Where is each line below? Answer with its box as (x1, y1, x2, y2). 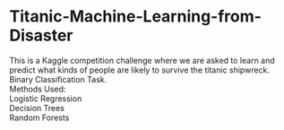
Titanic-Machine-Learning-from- (9, 6, 262, 27)
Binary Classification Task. (9, 74, 108, 84)
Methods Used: (9, 83, 66, 94)
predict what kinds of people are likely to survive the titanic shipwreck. (9, 65, 271, 75)
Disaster (9, 25, 73, 46)
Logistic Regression (9, 92, 82, 104)
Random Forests (9, 112, 70, 123)
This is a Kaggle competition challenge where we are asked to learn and (9, 55, 275, 65)
